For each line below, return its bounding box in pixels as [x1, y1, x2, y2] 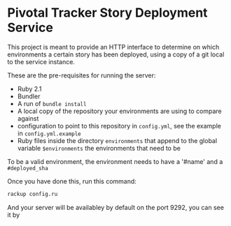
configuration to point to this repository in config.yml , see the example [17, 121, 222, 130]
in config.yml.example [17, 129, 82, 137]
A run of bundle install [17, 99, 87, 107]
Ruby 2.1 [17, 84, 42, 93]
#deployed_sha [7, 165, 49, 172]
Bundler [17, 92, 41, 100]
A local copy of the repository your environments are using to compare [17, 107, 222, 115]
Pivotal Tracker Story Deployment [7, 5, 208, 21]
